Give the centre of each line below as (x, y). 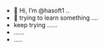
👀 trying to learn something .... (56, 18)
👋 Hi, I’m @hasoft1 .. (41, 11)
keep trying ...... (35, 25)
